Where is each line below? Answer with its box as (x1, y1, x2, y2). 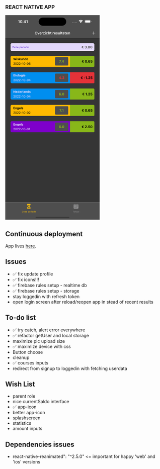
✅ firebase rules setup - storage (12, 288, 79, 294)
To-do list (5, 313, 36, 322)
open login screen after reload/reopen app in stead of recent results (12, 299, 153, 305)
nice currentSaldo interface (12, 399, 69, 405)
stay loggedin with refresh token (12, 293, 80, 300)
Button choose (12, 349, 43, 355)
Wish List (5, 380, 35, 388)
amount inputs (12, 426, 43, 432)
